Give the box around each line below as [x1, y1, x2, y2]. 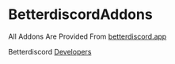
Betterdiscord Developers [8, 47, 92, 56]
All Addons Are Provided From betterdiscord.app [8, 32, 167, 41]
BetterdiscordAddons [8, 6, 153, 24]
